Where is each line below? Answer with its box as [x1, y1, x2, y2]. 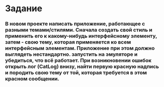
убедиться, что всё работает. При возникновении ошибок [5, 57, 152, 64]
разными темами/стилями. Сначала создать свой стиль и [5, 26, 153, 33]
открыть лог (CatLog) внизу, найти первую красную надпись [5, 63, 159, 70]
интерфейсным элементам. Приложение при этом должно [5, 45, 155, 52]
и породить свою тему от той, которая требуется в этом [5, 69, 147, 76]
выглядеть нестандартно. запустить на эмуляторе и [5, 51, 138, 58]
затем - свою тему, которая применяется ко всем [5, 39, 131, 45]
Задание [5, 3, 43, 14]
